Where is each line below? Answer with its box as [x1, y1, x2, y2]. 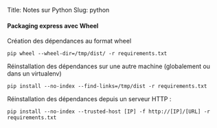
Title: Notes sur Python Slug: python [7, 6, 110, 14]
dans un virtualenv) [7, 70, 62, 78]
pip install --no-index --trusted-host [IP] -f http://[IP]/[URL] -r [7, 108, 211, 116]
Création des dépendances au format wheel [7, 37, 132, 45]
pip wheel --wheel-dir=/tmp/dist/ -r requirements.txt [7, 50, 168, 57]
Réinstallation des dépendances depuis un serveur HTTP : [7, 95, 172, 103]
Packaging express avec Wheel [7, 21, 99, 30]
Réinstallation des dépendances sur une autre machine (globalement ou [7, 62, 211, 71]
